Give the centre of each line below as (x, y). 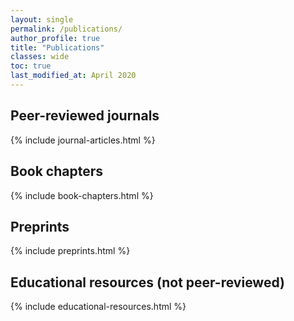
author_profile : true (55, 38)
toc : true (31, 66)
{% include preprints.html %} (70, 251)
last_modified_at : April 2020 (73, 76)
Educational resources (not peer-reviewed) (147, 282)
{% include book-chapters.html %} (82, 195)
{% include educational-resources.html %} (98, 307)
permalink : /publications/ (66, 29)
